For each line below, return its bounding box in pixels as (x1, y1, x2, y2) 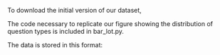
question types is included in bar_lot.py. (7, 28, 125, 35)
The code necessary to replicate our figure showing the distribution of (7, 20, 214, 28)
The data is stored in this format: (7, 41, 103, 49)
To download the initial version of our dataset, (7, 6, 142, 14)
